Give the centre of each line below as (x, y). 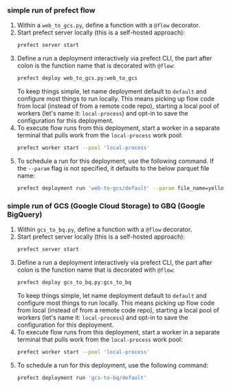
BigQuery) (25, 214)
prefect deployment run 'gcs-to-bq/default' (82, 378)
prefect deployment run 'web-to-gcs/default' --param (96, 188)
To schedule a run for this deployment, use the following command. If (115, 161)
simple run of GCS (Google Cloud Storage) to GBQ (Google (106, 206)
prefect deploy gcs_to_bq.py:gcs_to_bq (74, 282)
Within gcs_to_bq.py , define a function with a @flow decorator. (104, 230)
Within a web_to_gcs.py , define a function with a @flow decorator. (109, 25)
